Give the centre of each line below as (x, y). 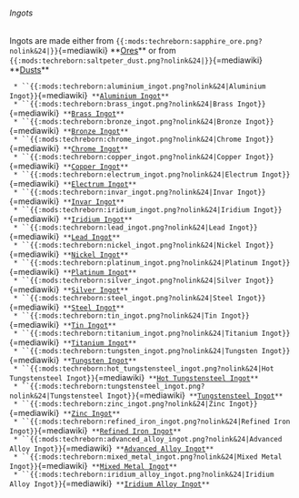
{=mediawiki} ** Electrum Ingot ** (73, 184)
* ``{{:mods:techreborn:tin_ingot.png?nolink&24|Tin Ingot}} (131, 316)
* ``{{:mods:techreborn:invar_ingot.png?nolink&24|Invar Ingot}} (140, 193)
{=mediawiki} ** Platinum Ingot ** (73, 272)
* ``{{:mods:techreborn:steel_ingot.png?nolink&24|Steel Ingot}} (140, 299)
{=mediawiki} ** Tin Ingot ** (63, 325)
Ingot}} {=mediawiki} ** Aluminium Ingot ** (90, 96)
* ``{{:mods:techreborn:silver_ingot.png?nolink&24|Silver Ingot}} (144, 281)
